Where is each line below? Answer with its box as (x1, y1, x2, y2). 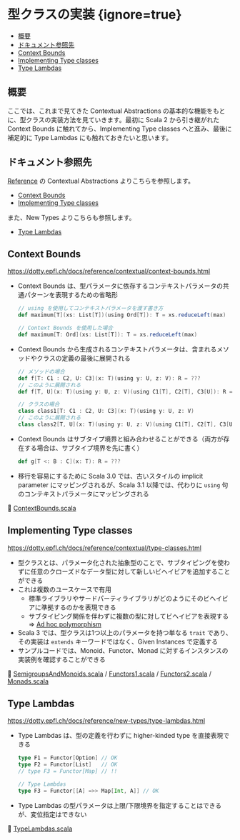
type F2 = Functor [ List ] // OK (17, 761, 118, 769)
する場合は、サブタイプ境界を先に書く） (24, 444, 144, 452)
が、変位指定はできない (17, 810, 87, 819)
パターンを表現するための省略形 (24, 291, 119, 299)
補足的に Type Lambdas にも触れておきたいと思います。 (7, 133, 173, 141)
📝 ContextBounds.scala (7, 504, 76, 512)
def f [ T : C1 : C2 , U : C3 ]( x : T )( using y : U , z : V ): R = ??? (17, 374, 201, 382)
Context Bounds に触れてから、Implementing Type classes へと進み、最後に (7, 124, 232, 133)
